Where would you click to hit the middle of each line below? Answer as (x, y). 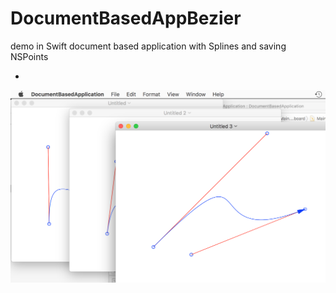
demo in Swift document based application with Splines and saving (148, 46)
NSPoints (29, 56)
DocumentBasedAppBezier (126, 18)
